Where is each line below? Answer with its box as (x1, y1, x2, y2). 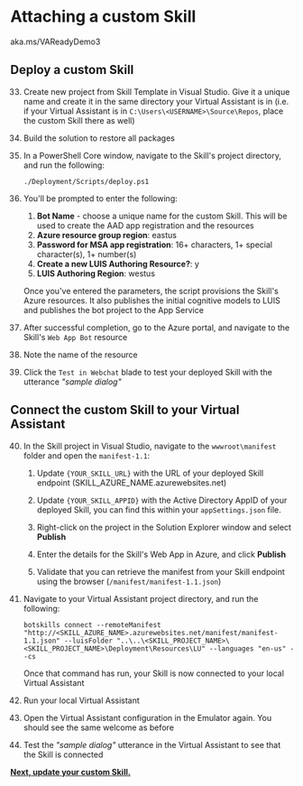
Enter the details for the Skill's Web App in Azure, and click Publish (36, 549, 287, 559)
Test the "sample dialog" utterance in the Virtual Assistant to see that (23, 739, 281, 750)
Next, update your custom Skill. (10, 766, 132, 777)
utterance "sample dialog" (23, 376, 122, 387)
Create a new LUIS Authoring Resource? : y (36, 258, 199, 269)
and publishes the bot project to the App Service (23, 304, 204, 315)
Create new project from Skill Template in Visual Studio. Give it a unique (23, 86, 290, 97)
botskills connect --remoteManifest (23, 620, 161, 629)
